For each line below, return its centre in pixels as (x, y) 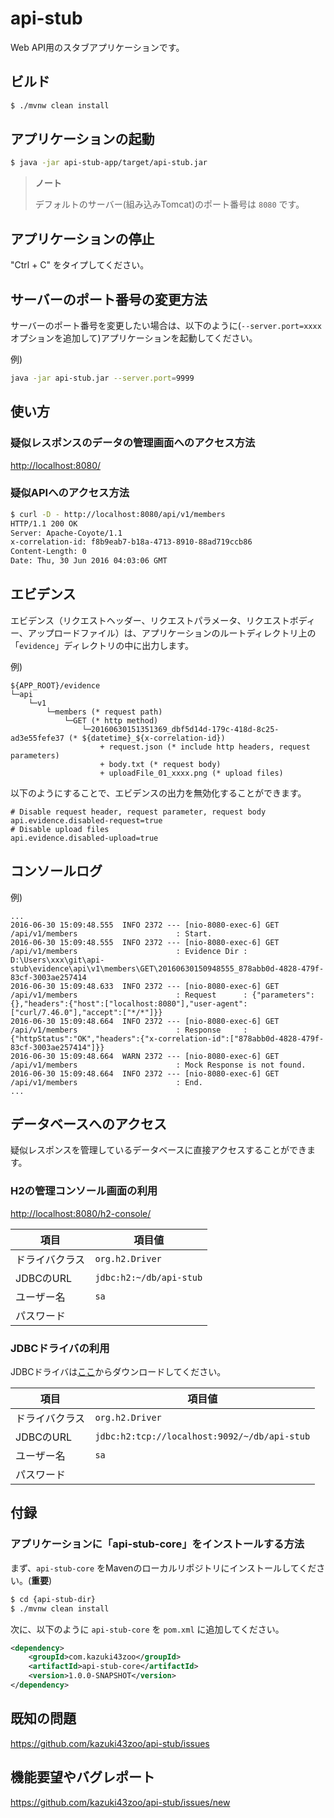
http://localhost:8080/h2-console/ (81, 1213)
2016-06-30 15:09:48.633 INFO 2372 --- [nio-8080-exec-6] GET (145, 986)
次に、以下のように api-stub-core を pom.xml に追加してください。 (147, 1629)
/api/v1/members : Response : (129, 1030)
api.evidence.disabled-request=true (86, 820)
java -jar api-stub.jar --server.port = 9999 (102, 378)
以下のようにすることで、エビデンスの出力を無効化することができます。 (158, 793)
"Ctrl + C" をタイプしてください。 (80, 265)
